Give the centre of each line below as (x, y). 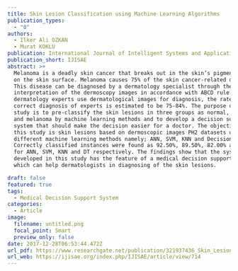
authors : (20, 34)
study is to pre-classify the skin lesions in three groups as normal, (122, 113)
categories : (25, 204)
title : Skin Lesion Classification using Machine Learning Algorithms (114, 14)
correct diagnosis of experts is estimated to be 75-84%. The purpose (120, 106)
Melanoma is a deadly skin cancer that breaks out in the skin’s (112, 73)
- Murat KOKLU (34, 47)
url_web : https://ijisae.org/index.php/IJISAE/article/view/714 (104, 257)
